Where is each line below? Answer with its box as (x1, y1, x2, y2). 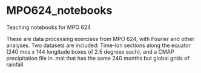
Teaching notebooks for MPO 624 (6, 24, 91, 31)
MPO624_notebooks (6, 4, 113, 17)
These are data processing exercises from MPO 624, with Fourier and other (6, 35, 195, 42)
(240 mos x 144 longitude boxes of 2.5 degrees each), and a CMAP (6, 48, 174, 55)
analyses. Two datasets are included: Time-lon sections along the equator (6, 42, 191, 49)
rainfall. (6, 61, 25, 68)
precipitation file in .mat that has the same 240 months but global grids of (6, 54, 189, 62)
